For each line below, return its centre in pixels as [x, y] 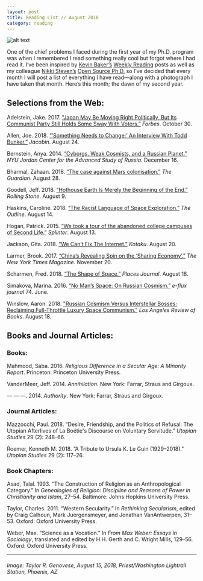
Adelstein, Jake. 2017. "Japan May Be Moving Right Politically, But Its [92, 118]
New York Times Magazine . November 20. [60, 262]
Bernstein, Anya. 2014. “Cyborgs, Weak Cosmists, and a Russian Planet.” [97, 154]
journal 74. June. [28, 292]
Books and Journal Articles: [60, 335]
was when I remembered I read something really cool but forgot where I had [101, 59]
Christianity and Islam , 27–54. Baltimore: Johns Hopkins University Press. [98, 497]
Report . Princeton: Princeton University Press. [64, 372]
